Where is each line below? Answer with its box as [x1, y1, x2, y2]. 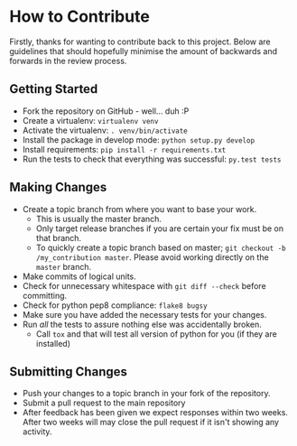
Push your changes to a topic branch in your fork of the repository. [22, 388, 271, 399]
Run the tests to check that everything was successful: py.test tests [22, 153, 282, 164]
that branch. [35, 232, 82, 243]
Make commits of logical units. [22, 271, 137, 282]
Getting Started [9, 81, 98, 97]
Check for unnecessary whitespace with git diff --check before [22, 280, 266, 291]
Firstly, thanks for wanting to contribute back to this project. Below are [9, 36, 271, 47]
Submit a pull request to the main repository [22, 397, 186, 408]
